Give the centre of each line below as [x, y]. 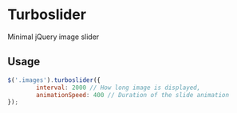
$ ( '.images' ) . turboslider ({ [54, 80]
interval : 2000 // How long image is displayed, [118, 88]
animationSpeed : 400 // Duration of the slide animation [132, 95]
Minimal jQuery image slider [53, 37]
